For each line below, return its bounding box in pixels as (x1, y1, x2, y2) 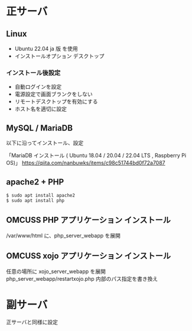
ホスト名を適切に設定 (14, 105, 67, 112)
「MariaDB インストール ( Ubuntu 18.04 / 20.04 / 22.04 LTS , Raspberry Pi (6, 152, 187, 159)
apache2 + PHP (6, 177, 64, 187)
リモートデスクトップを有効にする (14, 98, 98, 105)
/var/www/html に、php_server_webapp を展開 (6, 232, 121, 239)
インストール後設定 (6, 69, 61, 77)
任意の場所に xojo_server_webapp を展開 (6, 268, 106, 275)
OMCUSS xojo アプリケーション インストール (6, 251, 171, 261)
